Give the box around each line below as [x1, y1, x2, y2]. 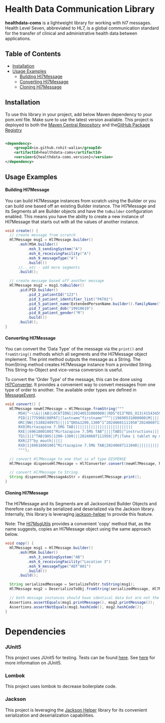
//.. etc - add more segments [18, 265, 80, 270]
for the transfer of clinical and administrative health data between [5, 30, 137, 36]
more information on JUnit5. [5, 660, 62, 666]
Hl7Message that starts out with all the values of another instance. [5, 219, 139, 225]
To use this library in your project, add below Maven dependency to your [5, 111, 152, 117]
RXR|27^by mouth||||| [18, 438, 63, 444]
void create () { [5, 228, 38, 233]
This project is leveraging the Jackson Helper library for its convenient [5, 707, 147, 713]
